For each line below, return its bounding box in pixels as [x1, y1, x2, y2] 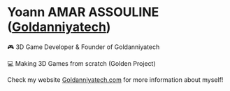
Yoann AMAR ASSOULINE [7, 4, 159, 20]
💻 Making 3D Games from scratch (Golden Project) [7, 59, 156, 67]
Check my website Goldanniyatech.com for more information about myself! [7, 75, 224, 84]
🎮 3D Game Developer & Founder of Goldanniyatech [7, 43, 160, 51]
